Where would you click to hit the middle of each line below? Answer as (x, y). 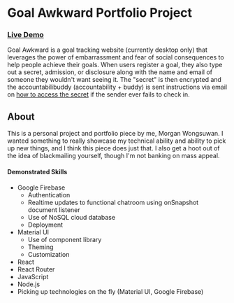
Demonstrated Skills (37, 171)
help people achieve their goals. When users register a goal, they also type (115, 65)
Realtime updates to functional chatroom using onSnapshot (113, 202)
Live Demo (25, 35)
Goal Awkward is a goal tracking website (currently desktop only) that (108, 50)
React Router (36, 269)
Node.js (29, 284)
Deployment (45, 225)
